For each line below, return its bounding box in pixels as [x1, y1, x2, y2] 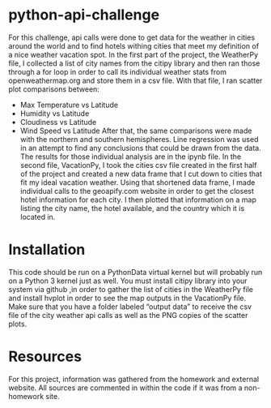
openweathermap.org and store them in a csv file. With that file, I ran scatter [8, 75, 263, 85]
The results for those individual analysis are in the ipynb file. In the [19, 152, 241, 161]
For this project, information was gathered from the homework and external [8, 374, 260, 384]
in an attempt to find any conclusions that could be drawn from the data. [19, 143, 261, 152]
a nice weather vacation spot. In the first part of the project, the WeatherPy [8, 49, 259, 59]
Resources [8, 347, 83, 366]
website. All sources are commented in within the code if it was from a [8, 383, 243, 393]
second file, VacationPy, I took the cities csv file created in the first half [19, 160, 257, 170]
